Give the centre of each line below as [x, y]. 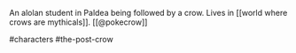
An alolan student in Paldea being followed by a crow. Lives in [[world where [148, 13]
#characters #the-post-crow [61, 39]
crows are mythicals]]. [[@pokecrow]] [78, 22]
